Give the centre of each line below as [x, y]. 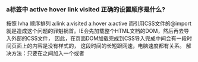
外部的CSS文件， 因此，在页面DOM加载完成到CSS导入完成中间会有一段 [99, 38]
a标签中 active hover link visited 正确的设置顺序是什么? [86, 9]
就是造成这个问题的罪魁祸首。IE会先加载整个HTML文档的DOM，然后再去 [95, 31]
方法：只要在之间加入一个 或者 [48, 53]
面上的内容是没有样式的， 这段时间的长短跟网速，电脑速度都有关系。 [100, 46]
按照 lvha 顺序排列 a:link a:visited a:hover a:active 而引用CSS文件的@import [99, 24]
